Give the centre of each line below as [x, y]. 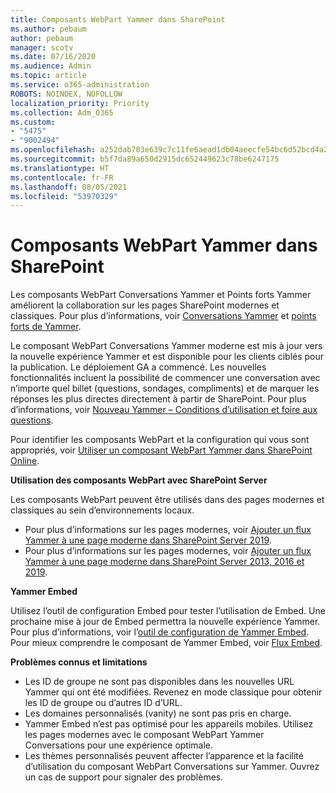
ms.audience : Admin [51, 66]
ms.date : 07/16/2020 [53, 57]
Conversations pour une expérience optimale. [119, 745]
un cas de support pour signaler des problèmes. [124, 777]
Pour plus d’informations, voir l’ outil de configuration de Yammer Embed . [160, 632]
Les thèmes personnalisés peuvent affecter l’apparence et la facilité [164, 756]
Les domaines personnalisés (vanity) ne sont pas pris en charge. [158, 713]
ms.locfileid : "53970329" [64, 196]
